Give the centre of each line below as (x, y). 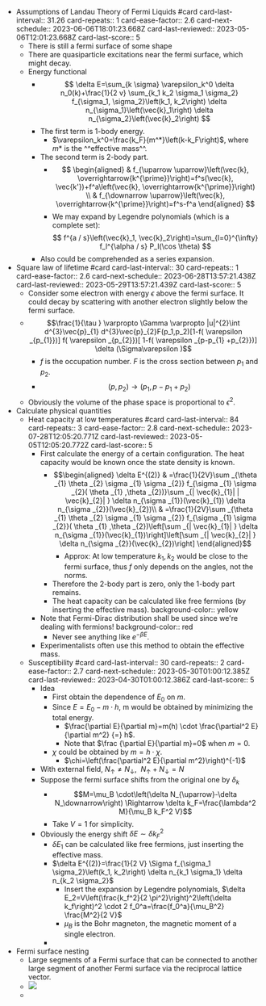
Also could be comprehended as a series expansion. (127, 259)
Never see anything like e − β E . (101, 635)
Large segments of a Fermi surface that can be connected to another (143, 959)
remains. (66, 592)
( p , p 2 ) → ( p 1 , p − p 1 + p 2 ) (149, 387)
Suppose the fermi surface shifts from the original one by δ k (140, 780)
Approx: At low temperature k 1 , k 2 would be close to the (156, 557)
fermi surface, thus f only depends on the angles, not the (159, 566)
